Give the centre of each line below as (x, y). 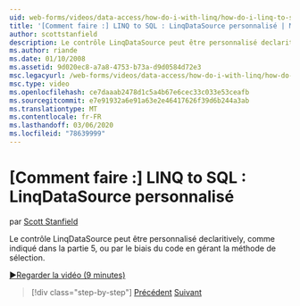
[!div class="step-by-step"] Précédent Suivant (117, 292)
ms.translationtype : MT (54, 109)
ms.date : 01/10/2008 (48, 59)
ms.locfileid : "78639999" (57, 134)
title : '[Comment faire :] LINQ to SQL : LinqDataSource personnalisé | (147, 26)
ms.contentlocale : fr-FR (55, 117)
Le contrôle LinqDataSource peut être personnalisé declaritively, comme (142, 238)
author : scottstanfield (54, 34)
